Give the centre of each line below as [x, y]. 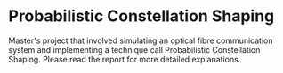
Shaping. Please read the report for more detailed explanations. [125, 59]
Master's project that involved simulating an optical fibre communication [141, 40]
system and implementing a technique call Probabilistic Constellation [134, 49]
